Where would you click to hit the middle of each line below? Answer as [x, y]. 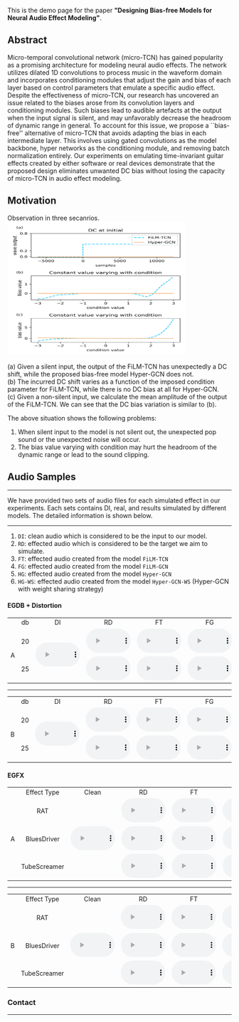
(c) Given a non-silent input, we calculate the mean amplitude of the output [117, 396]
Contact [22, 1003]
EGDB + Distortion [35, 606]
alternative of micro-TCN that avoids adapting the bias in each [116, 133]
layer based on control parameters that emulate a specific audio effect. [111, 88]
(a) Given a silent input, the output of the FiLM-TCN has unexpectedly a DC [117, 367]
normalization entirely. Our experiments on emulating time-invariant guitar [116, 155]
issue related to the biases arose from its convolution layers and [101, 102]
